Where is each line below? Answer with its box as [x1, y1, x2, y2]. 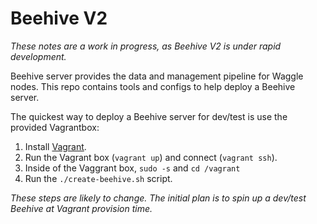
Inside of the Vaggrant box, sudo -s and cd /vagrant [24, 162, 241, 174]
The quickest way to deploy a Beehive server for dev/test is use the [10, 110, 288, 122]
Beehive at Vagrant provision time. [10, 202, 153, 214]
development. [10, 50, 67, 62]
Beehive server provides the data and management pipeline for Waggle [10, 70, 304, 82]
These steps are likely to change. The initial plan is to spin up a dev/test [10, 192, 307, 204]
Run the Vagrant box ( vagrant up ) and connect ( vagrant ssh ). [24, 151, 278, 163]
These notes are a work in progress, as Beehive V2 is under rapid [10, 40, 282, 52]
